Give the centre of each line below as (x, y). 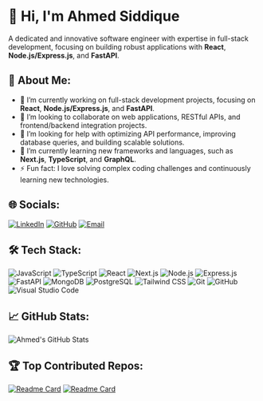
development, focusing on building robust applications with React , (117, 46)
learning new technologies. (64, 180)
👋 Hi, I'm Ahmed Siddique (94, 16)
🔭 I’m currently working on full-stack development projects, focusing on (137, 100)
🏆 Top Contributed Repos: (76, 365)
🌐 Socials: (34, 205)
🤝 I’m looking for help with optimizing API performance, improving (128, 133)
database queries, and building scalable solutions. (102, 142)
